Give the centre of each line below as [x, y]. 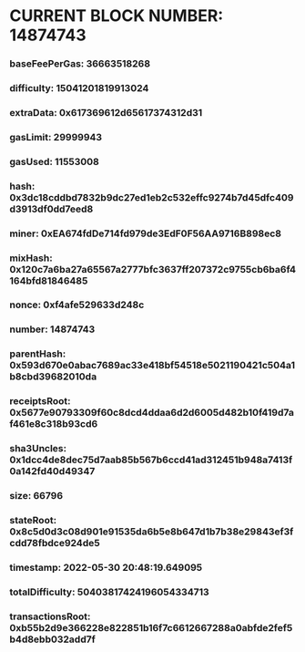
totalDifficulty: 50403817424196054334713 [109, 592]
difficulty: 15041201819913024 [79, 88]
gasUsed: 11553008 [55, 161]
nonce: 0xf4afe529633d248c [77, 305]
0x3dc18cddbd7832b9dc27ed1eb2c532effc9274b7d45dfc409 [152, 197]
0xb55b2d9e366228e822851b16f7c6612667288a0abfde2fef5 [151, 627]
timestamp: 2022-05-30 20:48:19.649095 [106, 567]
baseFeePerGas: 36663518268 [80, 64]
